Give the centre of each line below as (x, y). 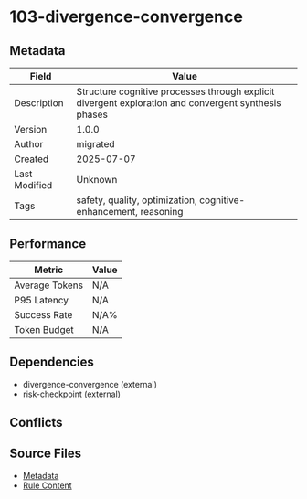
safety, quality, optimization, (137, 200)
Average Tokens (49, 285)
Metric (49, 270)
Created (32, 159)
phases (92, 114)
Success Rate (43, 314)
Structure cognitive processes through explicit (175, 91)
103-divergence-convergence (127, 17)
